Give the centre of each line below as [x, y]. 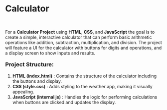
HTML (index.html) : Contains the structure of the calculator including [84, 76]
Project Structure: [29, 64]
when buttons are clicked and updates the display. [64, 102]
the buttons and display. [37, 81]
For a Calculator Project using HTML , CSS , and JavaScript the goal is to [80, 32]
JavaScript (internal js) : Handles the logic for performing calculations [85, 97]
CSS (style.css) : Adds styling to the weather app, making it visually [83, 86]
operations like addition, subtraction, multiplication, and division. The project [83, 42]
